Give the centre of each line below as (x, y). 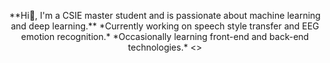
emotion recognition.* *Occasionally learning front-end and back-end (165, 36)
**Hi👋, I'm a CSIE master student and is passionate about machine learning (165, 15)
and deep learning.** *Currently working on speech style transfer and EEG (165, 26)
